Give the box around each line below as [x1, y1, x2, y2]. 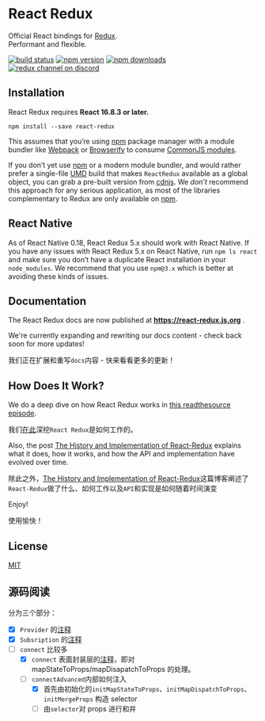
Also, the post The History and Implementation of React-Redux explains [8, 441, 241, 450]
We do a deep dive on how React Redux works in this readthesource [8, 400, 231, 410]
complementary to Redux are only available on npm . [8, 193, 178, 203]
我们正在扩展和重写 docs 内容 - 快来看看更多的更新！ [8, 356, 176, 365]
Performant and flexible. [8, 39, 87, 48]
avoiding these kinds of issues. [8, 271, 109, 281]
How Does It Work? [8, 379, 104, 392]
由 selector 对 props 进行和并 [43, 704, 137, 714]
